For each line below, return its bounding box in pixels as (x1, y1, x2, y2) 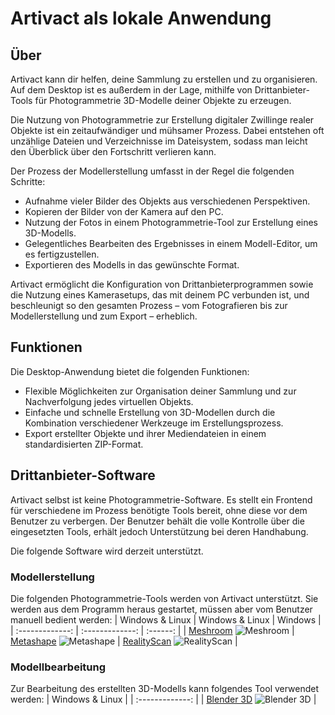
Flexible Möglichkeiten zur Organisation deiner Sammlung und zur (24, 385, 297, 397)
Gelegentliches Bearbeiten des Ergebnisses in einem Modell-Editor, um (24, 238, 318, 249)
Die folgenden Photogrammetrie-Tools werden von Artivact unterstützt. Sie (10, 592, 319, 604)
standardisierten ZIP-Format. (24, 438, 144, 450)
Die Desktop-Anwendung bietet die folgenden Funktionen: (10, 365, 250, 377)
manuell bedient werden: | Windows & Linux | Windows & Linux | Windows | (10, 613, 322, 626)
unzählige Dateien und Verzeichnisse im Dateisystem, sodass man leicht (10, 135, 308, 147)
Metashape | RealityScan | (10, 635, 238, 647)
